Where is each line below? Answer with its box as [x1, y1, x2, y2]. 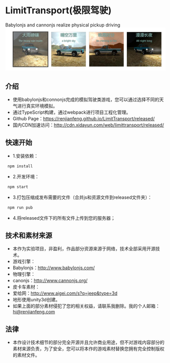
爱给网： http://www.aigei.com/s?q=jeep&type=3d [12, 290, 118, 296]
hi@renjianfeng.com [12, 309, 55, 315]
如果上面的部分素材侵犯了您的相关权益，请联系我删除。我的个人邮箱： [12, 303, 160, 309]
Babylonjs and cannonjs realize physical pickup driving [5, 21, 121, 28]
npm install [7, 164, 33, 169]
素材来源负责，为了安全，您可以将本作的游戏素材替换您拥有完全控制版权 [12, 346, 164, 352]
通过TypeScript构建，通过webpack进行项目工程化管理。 [12, 109, 131, 115]
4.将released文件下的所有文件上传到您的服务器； [12, 215, 116, 221]
